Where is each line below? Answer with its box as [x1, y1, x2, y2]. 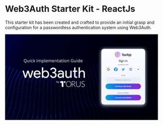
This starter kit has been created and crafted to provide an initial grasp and [5, 19, 155, 25]
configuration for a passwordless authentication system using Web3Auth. [5, 24, 152, 30]
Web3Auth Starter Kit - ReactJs [5, 3, 135, 15]
